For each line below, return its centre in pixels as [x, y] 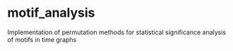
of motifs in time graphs [42, 39]
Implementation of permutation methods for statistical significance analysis [117, 32]
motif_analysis [51, 13]
